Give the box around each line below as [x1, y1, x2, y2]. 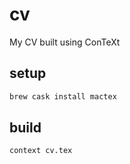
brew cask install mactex [9, 91, 117, 102]
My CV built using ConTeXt [9, 36, 121, 48]
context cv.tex [9, 146, 73, 156]
